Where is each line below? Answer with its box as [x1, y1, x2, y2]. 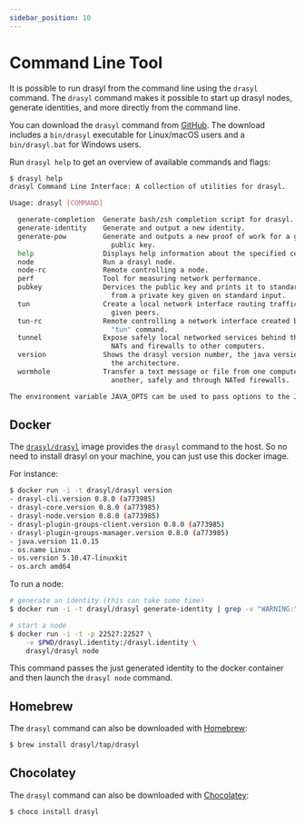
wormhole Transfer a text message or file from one [17, 367, 266, 376]
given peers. [110, 308, 161, 317]
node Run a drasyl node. [17, 257, 177, 266]
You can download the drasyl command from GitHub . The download [9, 119, 266, 130]
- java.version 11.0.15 [9, 537, 100, 546]
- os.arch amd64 [9, 562, 71, 572]
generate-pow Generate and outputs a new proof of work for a [17, 232, 290, 241]
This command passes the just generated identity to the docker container [9, 662, 284, 673]
